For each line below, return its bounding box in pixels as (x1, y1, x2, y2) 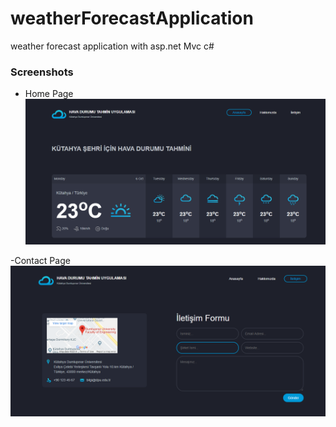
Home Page (24, 88, 74, 100)
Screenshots (10, 65, 74, 79)
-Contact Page (10, 255, 71, 267)
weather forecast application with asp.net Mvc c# (10, 40, 215, 52)
